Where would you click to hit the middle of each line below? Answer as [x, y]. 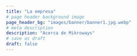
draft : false [22, 44]
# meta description [30, 28]
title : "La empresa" [31, 11]
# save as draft [26, 38]
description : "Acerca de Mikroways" [50, 33]
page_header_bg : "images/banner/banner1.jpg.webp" [69, 22]
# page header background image [45, 17]
